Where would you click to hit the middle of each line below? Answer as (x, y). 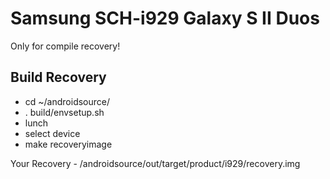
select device (52, 133)
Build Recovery (58, 77)
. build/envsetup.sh (64, 112)
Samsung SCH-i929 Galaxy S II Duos (165, 18)
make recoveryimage (68, 144)
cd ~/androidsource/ (67, 101)
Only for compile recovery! (65, 46)
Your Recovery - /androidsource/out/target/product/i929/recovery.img (155, 163)
